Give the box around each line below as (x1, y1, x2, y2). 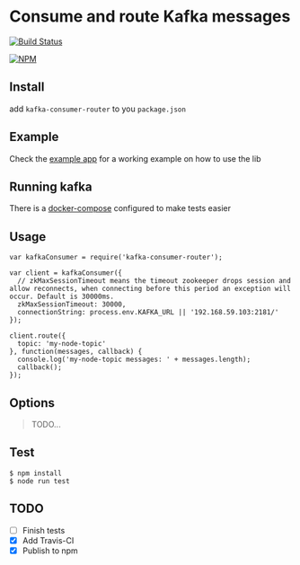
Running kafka (9, 179, 93, 194)
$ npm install (9, 469, 63, 478)
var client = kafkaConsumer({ (9, 269, 123, 278)
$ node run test (9, 476, 70, 486)
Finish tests (22, 525, 66, 535)
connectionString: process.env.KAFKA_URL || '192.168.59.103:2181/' (17, 308, 279, 317)
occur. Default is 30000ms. (9, 292, 115, 302)
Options (9, 395, 56, 411)
